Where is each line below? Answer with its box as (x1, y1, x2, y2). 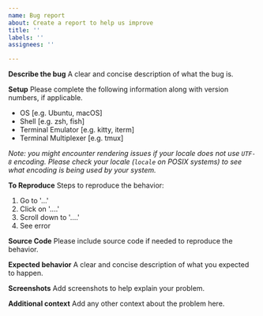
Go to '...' (19, 196, 49, 206)
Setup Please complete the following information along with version (8, 84, 229, 95)
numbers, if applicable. (8, 93, 83, 102)
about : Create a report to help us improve (8, 19, 154, 27)
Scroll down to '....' (19, 213, 81, 222)
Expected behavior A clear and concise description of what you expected (8, 260, 250, 270)
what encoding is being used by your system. (8, 165, 156, 175)
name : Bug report (8, 11, 66, 20)
